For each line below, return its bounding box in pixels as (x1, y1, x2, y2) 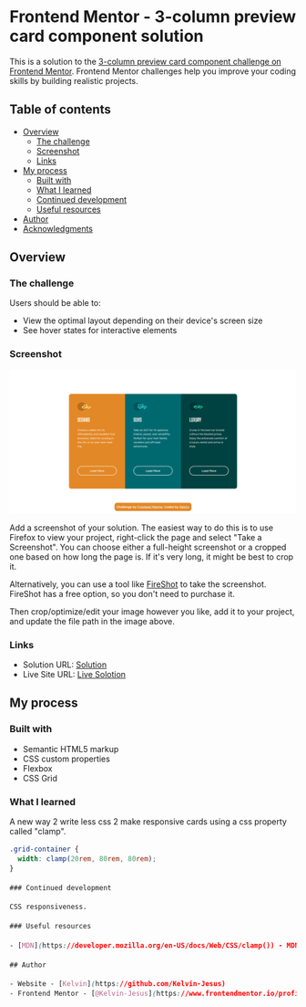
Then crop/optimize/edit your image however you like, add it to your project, (9, 605, 295, 617)
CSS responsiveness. (9, 902, 88, 912)
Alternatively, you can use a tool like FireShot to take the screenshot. (9, 578, 267, 590)
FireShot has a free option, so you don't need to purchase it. (9, 588, 235, 599)
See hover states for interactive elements (22, 325, 178, 336)
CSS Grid (22, 772, 57, 783)
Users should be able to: (9, 298, 102, 309)
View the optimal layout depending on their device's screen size (22, 315, 263, 326)
